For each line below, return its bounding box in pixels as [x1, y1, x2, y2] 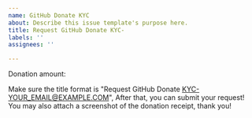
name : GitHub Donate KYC [8, 11, 90, 20]
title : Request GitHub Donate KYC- [8, 26, 125, 34]
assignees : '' [8, 41, 55, 49]
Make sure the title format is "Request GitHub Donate [8, 84, 181, 94]
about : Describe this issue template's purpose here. [8, 19, 189, 27]
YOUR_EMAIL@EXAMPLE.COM [8, 93, 109, 102]
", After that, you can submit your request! [109, 93, 245, 102]
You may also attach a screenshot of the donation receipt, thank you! [8, 101, 232, 111]
